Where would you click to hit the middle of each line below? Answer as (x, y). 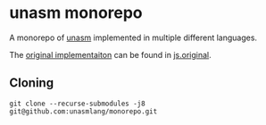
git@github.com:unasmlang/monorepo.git (83, 111)
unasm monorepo (76, 13)
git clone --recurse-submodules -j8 (77, 104)
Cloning (32, 83)
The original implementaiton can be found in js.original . (110, 54)
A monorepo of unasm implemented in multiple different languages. (133, 37)
